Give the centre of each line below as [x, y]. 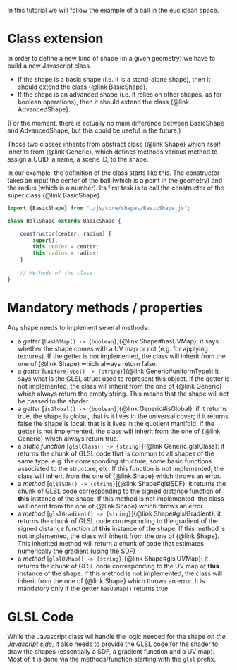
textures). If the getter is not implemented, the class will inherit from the [121, 356]
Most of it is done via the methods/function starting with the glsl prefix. [112, 659]
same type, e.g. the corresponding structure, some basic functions [115, 461]
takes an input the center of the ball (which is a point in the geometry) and [115, 180]
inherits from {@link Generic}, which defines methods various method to [113, 152]
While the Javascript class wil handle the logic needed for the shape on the [116, 636]
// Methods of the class [56, 273]
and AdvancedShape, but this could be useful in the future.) [94, 130]
